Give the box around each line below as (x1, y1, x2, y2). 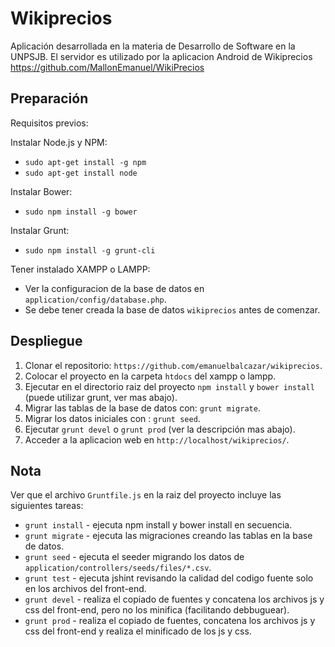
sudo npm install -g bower (24, 207, 138, 217)
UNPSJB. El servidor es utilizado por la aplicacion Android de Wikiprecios (10, 50, 313, 62)
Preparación (10, 90, 89, 107)
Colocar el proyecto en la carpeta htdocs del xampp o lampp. (24, 370, 277, 382)
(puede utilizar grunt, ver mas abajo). (24, 391, 178, 403)
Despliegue (10, 333, 83, 350)
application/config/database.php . (24, 293, 167, 305)
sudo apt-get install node (24, 168, 138, 178)
